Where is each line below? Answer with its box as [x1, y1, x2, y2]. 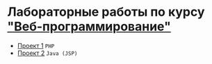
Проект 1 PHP [17, 41, 55, 50]
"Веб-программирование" [7, 19, 172, 34]
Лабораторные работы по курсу [7, 4, 205, 20]
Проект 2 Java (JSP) [17, 49, 78, 57]
